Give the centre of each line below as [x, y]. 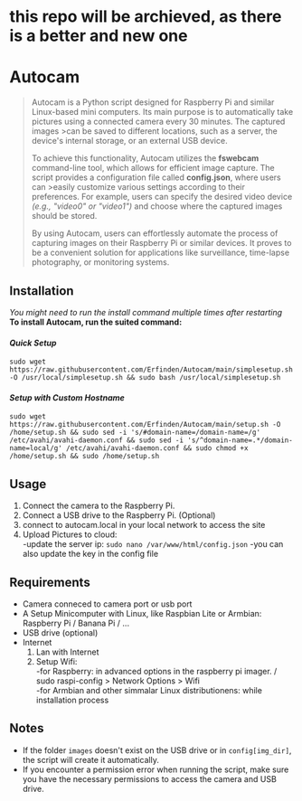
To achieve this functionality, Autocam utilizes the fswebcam [145, 158]
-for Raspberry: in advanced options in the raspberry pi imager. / [156, 671]
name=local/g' [36, 448]
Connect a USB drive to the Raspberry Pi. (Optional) [119, 515]
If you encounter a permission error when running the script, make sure [156, 769]
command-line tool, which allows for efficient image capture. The [153, 168]
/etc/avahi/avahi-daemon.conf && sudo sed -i [96, 440]
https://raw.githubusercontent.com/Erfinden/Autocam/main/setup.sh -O [145, 425]
